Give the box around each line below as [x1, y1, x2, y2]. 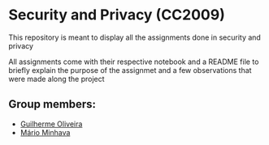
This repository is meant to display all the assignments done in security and [8, 32, 262, 42]
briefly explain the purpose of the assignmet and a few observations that [8, 65, 252, 75]
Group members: [8, 97, 96, 111]
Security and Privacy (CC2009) [8, 6, 225, 24]
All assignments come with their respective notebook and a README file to [8, 57, 259, 66]
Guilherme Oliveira [20, 119, 83, 129]
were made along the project [8, 74, 105, 83]
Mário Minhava [20, 127, 71, 137]
